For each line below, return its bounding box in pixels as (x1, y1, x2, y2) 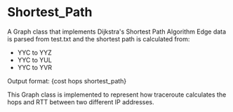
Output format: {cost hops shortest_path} (7, 76, 127, 85)
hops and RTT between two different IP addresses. (7, 97, 154, 106)
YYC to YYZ (17, 48, 53, 57)
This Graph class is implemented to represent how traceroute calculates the (7, 90, 227, 99)
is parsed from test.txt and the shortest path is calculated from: (7, 34, 190, 43)
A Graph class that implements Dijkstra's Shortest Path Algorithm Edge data (7, 27, 227, 36)
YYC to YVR (17, 63, 53, 71)
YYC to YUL (17, 55, 53, 64)
